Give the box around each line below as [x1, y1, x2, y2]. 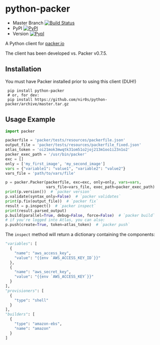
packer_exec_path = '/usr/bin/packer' [5, 152, 87, 157]
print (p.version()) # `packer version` [5, 189, 92, 195]
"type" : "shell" [14, 297, 49, 303]
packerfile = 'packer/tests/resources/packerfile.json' [5, 138, 126, 143]
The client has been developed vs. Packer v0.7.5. [5, 50, 107, 56]
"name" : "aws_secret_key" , [14, 270, 71, 275]
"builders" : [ [5, 312, 35, 317]
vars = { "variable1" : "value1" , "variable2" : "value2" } [5, 166, 126, 171]
